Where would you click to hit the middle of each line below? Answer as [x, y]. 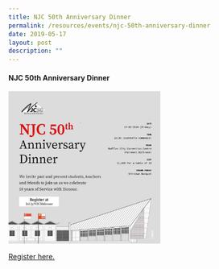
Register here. [31, 256]
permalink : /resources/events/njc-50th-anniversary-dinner [109, 25]
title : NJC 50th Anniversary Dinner [70, 17]
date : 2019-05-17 [37, 34]
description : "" [35, 51]
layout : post [30, 43]
